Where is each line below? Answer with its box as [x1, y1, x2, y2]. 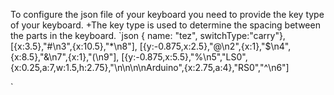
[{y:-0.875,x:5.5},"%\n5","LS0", [121, 51, 248, 63]
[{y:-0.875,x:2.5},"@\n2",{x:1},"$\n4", [139, 40, 292, 52]
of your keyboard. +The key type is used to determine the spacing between [10, 19, 321, 31]
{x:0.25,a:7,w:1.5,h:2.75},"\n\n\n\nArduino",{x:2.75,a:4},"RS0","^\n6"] [10, 62, 290, 73]
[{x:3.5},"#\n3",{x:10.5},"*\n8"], [10, 40, 138, 52]
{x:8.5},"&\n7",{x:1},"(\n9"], [10, 51, 120, 63]
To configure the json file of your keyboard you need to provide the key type [10, 9, 325, 20]
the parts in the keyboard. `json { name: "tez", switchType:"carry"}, [10, 30, 286, 41]
